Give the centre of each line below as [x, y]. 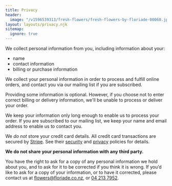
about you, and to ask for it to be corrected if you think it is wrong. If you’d [83, 167]
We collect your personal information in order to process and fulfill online [82, 79]
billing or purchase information [45, 69]
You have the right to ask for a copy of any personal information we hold [81, 161]
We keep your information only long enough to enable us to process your [82, 115]
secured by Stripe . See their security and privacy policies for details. [78, 142]
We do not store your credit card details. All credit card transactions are [81, 136]
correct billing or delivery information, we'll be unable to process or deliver [84, 100]
